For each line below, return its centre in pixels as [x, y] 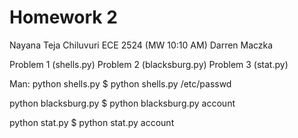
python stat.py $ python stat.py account [92, 122]
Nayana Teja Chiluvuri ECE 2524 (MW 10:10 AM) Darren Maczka [141, 45]
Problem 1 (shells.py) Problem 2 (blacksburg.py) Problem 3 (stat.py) [149, 64]
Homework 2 [63, 17]
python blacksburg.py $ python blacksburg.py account [122, 103]
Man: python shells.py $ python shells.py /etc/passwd [120, 83]
